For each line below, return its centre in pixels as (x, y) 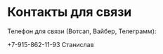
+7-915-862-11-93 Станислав (51, 44)
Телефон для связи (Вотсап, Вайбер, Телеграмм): (82, 31)
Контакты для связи (70, 12)
